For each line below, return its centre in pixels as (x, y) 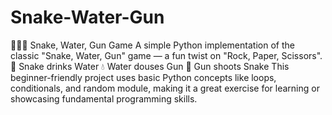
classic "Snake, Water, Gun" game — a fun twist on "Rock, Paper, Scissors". (166, 55)
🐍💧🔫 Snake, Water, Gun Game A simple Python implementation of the (152, 45)
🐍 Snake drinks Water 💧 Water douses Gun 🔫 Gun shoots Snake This (150, 66)
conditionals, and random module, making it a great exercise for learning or (165, 88)
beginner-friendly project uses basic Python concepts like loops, (143, 77)
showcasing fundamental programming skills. (104, 98)
